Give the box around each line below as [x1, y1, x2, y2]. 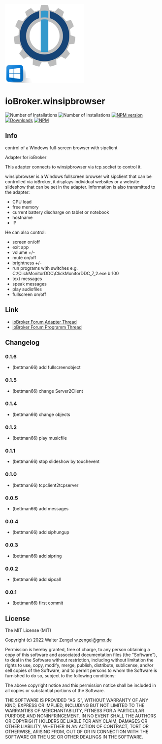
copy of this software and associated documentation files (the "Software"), [5, 652, 158, 658]
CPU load [12, 199, 32, 205]
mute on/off [12, 254, 36, 260]
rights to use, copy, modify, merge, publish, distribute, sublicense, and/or [5, 662, 154, 668]
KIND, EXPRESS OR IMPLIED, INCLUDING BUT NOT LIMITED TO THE [5, 703, 145, 708]
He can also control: [5, 229, 46, 235]
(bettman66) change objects [12, 412, 70, 417]
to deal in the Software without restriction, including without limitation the [5, 657, 154, 663]
